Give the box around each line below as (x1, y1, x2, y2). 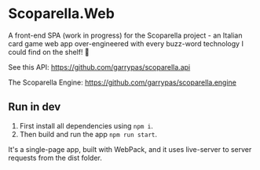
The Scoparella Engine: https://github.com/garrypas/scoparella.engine (8, 78, 237, 87)
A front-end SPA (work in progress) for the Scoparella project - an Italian (8, 31, 243, 40)
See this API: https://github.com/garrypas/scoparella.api (8, 62, 191, 71)
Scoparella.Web (8, 5, 115, 23)
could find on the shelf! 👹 (8, 47, 90, 56)
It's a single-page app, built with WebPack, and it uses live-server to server (8, 144, 252, 154)
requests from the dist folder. (8, 153, 102, 162)
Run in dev (8, 100, 61, 114)
